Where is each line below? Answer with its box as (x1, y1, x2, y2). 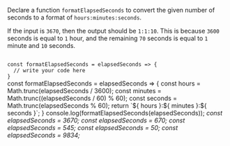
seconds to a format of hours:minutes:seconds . (7, 13, 141, 22)
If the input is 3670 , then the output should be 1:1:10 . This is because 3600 (7, 27, 220, 35)
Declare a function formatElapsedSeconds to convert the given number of (7, 6, 215, 14)
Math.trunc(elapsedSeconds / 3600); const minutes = (7, 87, 162, 95)
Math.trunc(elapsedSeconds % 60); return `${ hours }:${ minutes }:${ (7, 102, 207, 110)
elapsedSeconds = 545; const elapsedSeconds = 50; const (7, 124, 178, 131)
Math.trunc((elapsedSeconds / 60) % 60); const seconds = (7, 94, 178, 102)
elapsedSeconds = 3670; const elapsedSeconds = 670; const (7, 116, 185, 124)
